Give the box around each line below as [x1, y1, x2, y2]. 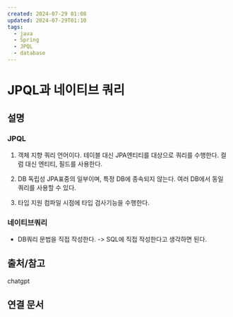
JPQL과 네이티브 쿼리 [7, 82, 125, 99]
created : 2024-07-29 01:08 [7, 10, 87, 18]
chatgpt [7, 276, 30, 285]
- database [13, 50, 46, 57]
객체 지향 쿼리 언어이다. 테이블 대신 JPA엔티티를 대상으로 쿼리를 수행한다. [17, 151, 220, 159]
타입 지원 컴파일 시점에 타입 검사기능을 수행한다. [17, 198, 150, 206]
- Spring [13, 37, 40, 44]
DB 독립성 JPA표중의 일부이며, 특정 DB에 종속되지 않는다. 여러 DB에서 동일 [17, 174, 224, 183]
